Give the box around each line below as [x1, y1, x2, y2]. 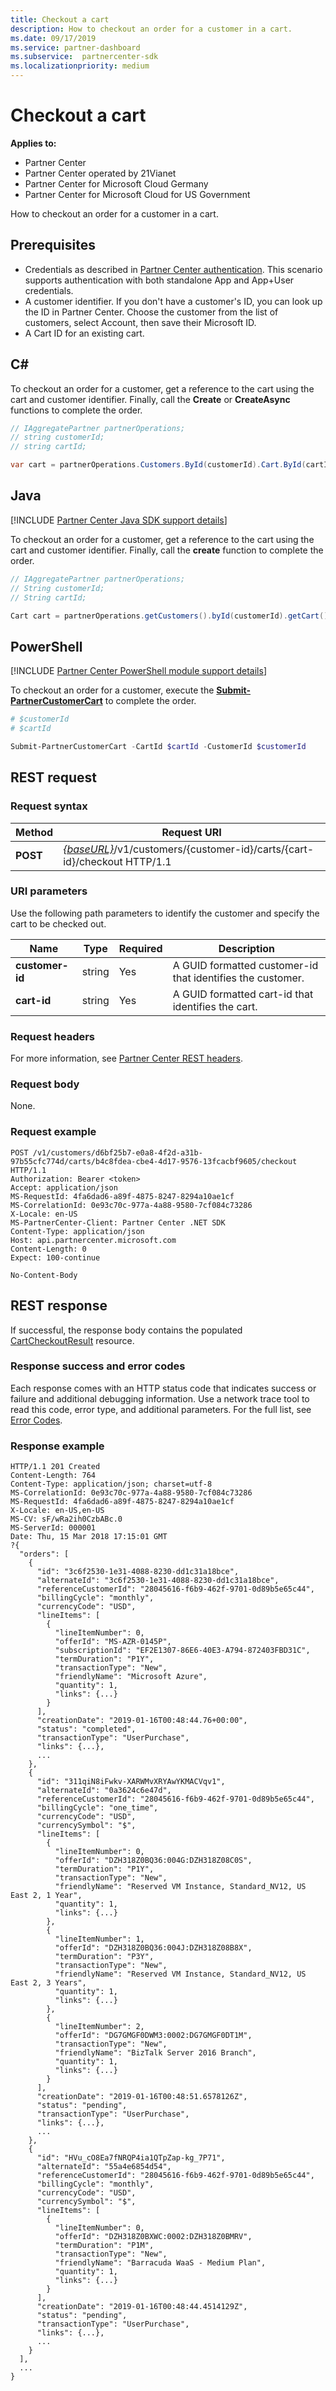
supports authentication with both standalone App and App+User [24, 274, 295, 286]
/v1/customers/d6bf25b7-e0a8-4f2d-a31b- [32, 1147, 203, 1158]
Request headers [10, 1029, 96, 1043]
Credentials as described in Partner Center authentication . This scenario [24, 263, 323, 275]
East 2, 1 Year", [10, 1891, 83, 1901]
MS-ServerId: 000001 [10, 1523, 97, 1533]
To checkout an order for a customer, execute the [10, 684, 215, 696]
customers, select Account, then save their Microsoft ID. [24, 316, 257, 328]
